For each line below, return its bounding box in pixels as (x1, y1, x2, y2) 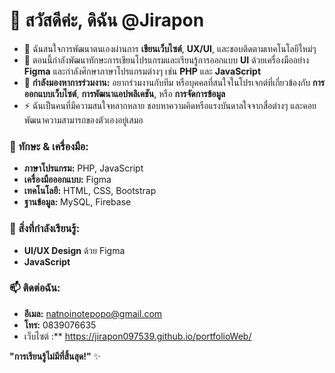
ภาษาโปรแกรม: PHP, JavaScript (23, 162, 144, 174)
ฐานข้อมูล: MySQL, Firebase (23, 196, 132, 208)
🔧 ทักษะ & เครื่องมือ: (9, 139, 89, 153)
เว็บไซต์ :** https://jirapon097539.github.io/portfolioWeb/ (23, 330, 252, 342)
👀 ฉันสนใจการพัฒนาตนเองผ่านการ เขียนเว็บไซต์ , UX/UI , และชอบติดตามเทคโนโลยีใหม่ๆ (23, 42, 317, 54)
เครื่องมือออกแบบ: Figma (23, 174, 112, 186)
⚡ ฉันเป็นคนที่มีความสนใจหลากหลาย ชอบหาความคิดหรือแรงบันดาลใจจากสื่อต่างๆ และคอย (23, 99, 317, 111)
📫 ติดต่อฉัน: (9, 281, 61, 295)
